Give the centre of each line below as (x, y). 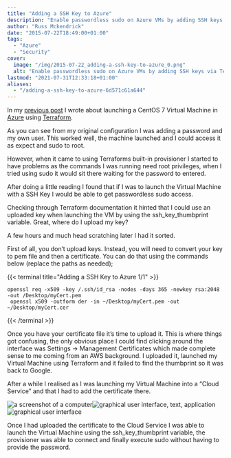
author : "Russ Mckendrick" (46, 26)
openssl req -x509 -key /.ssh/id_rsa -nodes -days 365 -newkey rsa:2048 (113, 290)
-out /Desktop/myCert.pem (44, 296)
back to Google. (30, 370)
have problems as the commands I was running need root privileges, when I (114, 166)
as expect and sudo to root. (46, 146)
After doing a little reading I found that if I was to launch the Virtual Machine (114, 187)
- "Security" (32, 52)
